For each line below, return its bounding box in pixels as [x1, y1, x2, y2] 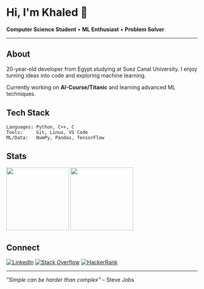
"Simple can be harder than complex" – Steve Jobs [6, 276, 135, 284]
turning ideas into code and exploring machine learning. [6, 71, 146, 79]
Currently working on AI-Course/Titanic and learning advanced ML [6, 84, 176, 91]
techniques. [6, 90, 36, 97]
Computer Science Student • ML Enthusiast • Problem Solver [6, 26, 165, 33]
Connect [6, 242, 40, 252]
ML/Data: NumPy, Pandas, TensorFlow [6, 134, 104, 141]
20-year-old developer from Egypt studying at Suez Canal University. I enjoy [6, 65, 197, 73]
